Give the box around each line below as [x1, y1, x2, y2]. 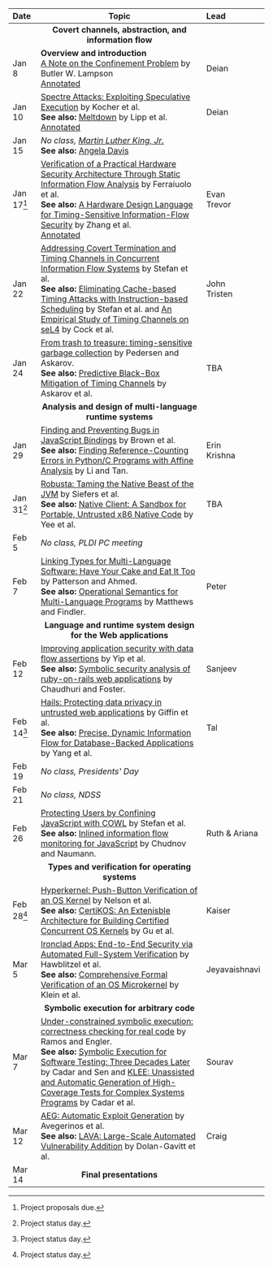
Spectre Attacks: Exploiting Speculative [40, 91, 191, 102]
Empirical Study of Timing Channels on [40, 314, 189, 324]
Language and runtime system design [44, 619, 195, 631]
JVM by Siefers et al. [40, 488, 120, 499]
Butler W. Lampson [40, 68, 114, 79]
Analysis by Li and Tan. [40, 465, 128, 476]
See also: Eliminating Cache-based [40, 284, 177, 294]
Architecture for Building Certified [40, 915, 169, 926]
